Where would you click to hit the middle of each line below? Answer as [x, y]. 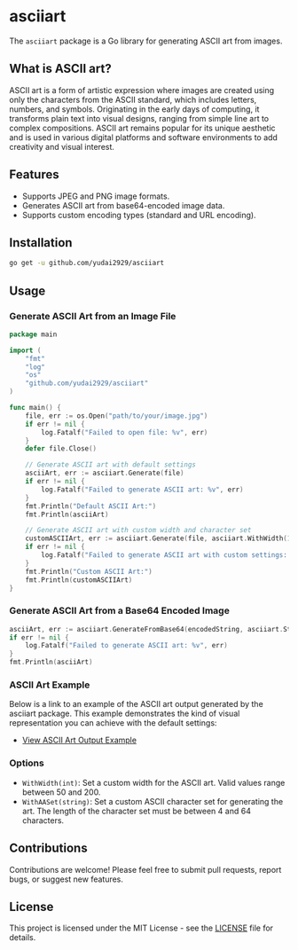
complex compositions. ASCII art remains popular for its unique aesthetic [143, 128]
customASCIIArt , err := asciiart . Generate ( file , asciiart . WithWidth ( [157, 538]
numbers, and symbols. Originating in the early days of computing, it [134, 109]
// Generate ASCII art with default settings [111, 465]
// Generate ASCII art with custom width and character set [138, 530]
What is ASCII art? [61, 69]
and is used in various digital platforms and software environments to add [143, 137]
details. [23, 938]
